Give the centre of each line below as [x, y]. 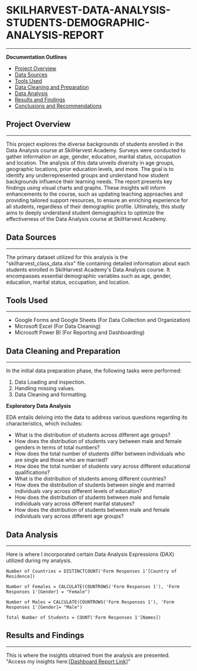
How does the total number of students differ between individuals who [100, 454]
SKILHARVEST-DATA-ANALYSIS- [89, 10]
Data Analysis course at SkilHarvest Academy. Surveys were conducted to [96, 150]
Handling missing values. [45, 388]
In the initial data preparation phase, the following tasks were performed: [94, 371]
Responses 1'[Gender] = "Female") [48, 592]
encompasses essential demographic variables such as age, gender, [89, 276]
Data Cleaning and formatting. [51, 395]
